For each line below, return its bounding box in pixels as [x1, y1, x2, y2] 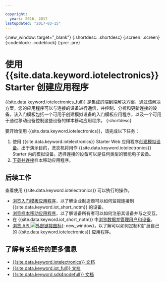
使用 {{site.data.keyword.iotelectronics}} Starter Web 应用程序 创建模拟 [12, 139, 157, 144]
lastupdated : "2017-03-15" [5, 21, 61, 26]
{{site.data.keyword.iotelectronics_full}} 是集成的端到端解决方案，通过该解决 [5, 99, 161, 105]
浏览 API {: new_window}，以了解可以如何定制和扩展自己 [12, 223, 160, 229]
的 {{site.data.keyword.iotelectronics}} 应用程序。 [12, 229, 114, 235]
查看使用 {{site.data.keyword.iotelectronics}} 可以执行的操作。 [5, 187, 132, 194]
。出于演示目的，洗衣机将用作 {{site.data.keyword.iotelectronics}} [16, 145, 152, 151]
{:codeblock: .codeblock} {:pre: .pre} [5, 40, 80, 46]
